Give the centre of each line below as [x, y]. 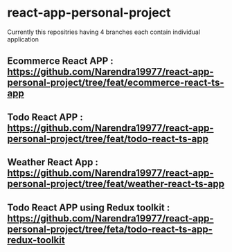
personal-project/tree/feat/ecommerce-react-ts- [116, 83]
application [23, 39]
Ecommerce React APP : [61, 61]
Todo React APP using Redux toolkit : [89, 207]
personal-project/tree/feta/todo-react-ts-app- [110, 229]
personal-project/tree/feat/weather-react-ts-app [116, 184]
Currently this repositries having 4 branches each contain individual [104, 32]
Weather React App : [53, 162]
